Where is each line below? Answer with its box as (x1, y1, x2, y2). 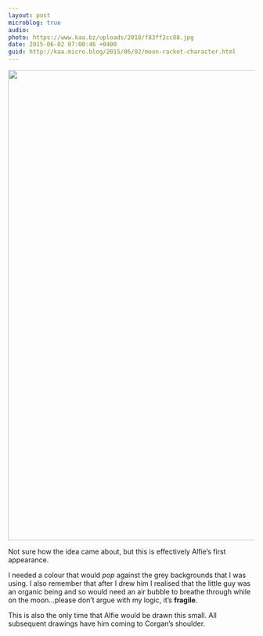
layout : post (8, 11, 51, 20)
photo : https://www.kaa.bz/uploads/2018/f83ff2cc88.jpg (8, 33, 194, 42)
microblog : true (8, 19, 61, 27)
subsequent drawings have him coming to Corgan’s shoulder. (8, 619, 206, 628)
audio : (8, 26, 30, 34)
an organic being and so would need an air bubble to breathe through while (8, 587, 251, 596)
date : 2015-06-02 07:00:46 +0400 (8, 41, 117, 49)
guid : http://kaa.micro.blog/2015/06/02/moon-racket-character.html (8, 48, 236, 56)
